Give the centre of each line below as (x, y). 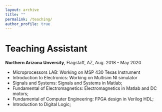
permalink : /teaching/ (29, 19)
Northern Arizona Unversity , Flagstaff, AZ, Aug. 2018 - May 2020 (73, 63)
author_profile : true (28, 24)
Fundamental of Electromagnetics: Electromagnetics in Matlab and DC (84, 88)
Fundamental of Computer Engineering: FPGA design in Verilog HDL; (83, 99)
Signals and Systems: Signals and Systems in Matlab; (67, 83)
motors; (20, 94)
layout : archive (22, 10)
